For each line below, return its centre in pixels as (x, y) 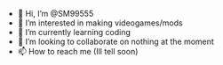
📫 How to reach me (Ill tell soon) (78, 51)
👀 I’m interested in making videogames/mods (100, 23)
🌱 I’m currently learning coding (74, 32)
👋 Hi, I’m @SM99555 (56, 14)
